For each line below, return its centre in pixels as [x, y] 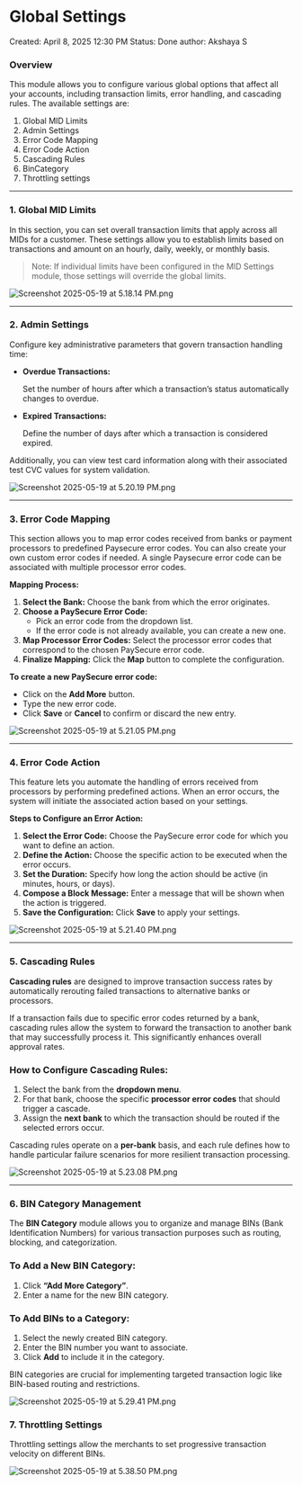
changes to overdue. [61, 398]
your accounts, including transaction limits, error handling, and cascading [145, 94]
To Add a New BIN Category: [73, 1266]
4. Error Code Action [55, 763]
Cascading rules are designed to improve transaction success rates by [141, 981]
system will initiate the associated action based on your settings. [129, 801]
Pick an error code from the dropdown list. [114, 622]
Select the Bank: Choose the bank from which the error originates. [146, 602]
